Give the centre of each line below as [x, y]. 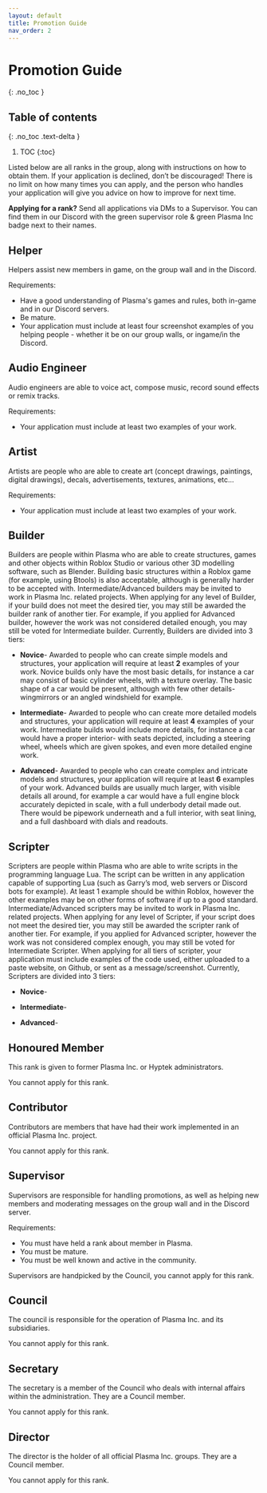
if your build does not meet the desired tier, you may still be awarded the [127, 606]
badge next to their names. [53, 225]
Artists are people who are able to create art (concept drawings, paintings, [130, 471]
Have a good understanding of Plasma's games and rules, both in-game [138, 300]
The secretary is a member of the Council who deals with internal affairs [127, 1388]
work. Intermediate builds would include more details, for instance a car [137, 730]
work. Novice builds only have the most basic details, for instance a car [137, 672]
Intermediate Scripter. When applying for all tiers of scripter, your [115, 951]
